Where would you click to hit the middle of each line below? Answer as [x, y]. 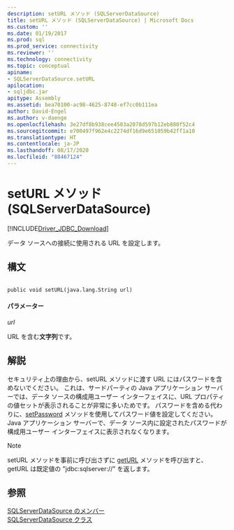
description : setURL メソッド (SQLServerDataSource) [83, 14]
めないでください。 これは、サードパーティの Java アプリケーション [105, 388]
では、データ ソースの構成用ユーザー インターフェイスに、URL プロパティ [119, 396]
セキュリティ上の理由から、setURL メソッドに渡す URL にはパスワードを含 [115, 379]
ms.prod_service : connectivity [53, 46]
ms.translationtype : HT [42, 137]
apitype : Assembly [34, 99]
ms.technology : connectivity [50, 60]
